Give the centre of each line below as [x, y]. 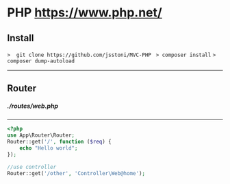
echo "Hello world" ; [49, 148]
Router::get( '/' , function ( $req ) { [59, 142]
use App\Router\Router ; [41, 135]
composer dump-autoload [41, 61]
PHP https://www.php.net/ [85, 13]
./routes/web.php [33, 106]
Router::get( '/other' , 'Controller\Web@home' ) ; [76, 173]
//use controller [32, 167]
